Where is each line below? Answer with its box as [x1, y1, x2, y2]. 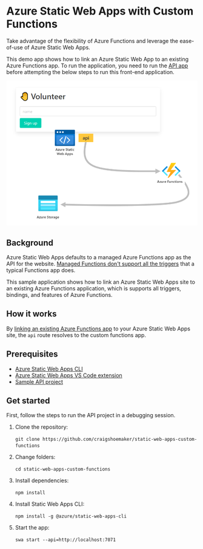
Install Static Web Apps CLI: [15, 500, 85, 508]
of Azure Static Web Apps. [24, 44, 91, 51]
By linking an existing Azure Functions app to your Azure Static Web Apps [6, 325, 191, 332]
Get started [6, 395, 50, 406]
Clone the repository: [15, 423, 68, 431]
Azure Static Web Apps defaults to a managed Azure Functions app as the [6, 253, 191, 261]
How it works [6, 309, 57, 319]
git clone [15, 436, 41, 443]
